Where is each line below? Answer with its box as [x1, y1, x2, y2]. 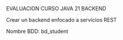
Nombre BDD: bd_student [6, 28, 69, 35]
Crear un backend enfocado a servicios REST [6, 16, 117, 23]
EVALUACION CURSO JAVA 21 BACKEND [6, 5, 106, 12]
